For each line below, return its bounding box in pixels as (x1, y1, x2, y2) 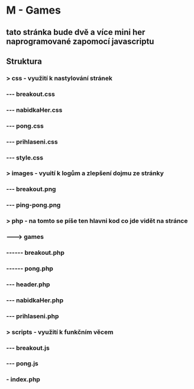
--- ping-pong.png (6, 201, 61, 209)
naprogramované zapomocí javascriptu (6, 36, 154, 46)
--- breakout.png (6, 185, 56, 193)
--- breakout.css (6, 90, 55, 98)
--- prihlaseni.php (6, 312, 59, 320)
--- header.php (6, 280, 50, 288)
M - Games (6, 4, 61, 17)
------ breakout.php (6, 249, 65, 257)
